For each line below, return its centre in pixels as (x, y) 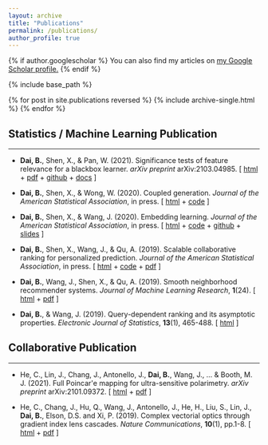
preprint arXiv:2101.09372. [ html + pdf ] (85, 391)
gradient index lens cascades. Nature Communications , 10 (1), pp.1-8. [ (135, 423)
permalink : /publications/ (53, 30)
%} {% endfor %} (37, 109)
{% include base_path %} (50, 85)
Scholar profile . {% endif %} (55, 70)
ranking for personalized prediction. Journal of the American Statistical (137, 258)
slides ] (32, 234)
